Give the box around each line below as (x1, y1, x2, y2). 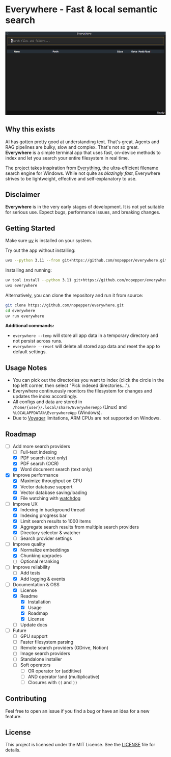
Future (12, 628, 26, 634)
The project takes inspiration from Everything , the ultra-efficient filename (5, 165, 159, 171)
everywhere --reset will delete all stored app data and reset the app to (12, 343, 160, 350)
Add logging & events (20, 576, 66, 582)
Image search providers (20, 650, 70, 657)
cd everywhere (5, 308, 36, 313)
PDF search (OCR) (20, 460, 59, 467)
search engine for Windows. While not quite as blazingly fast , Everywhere (5, 170, 160, 176)
